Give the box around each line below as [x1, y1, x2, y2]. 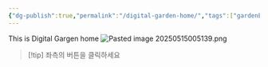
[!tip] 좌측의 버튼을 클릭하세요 [27, 49, 121, 60]
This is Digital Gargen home [8, 33, 100, 43]
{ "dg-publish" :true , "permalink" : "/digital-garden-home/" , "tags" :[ [8, 11, 234, 20]
